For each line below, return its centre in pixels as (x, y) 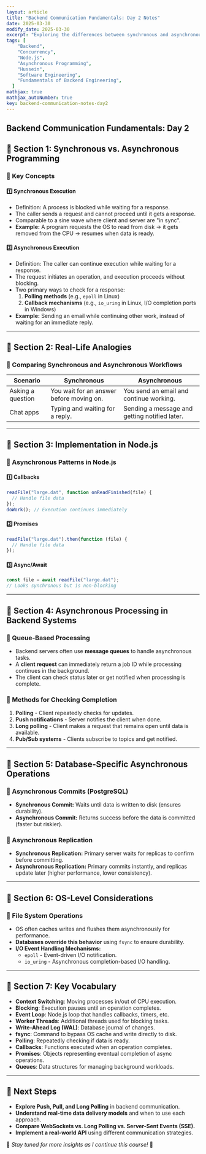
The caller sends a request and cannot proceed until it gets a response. (105, 214)
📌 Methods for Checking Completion (62, 699)
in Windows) (40, 309)
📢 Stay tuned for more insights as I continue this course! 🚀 (80, 1144)
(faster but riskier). (39, 824)
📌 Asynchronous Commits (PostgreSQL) (67, 791)
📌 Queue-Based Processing (48, 638)
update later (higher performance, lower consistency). (83, 873)
